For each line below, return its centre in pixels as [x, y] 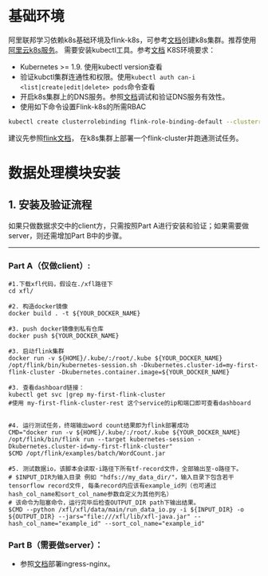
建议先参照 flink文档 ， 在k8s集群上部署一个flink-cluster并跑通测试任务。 [126, 138]
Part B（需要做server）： [56, 545]
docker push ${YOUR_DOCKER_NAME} [64, 336]
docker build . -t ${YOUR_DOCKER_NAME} [75, 314]
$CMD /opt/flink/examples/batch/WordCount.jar [87, 454]
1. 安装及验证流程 [50, 205]
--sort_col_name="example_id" [155, 524]
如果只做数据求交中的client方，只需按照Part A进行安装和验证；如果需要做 [129, 225]
